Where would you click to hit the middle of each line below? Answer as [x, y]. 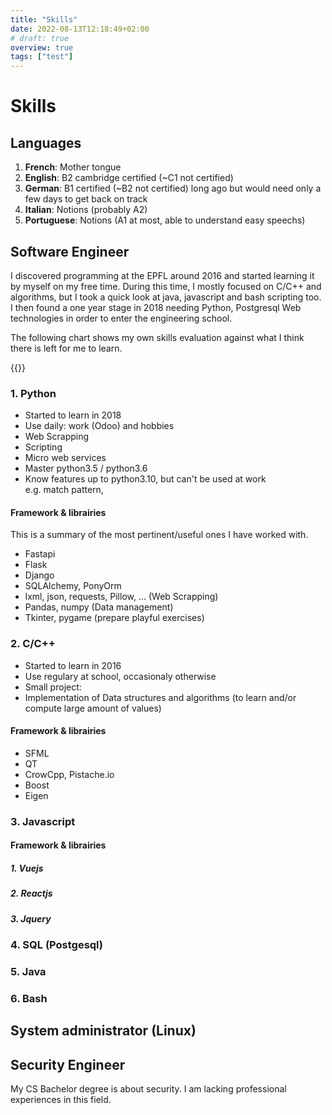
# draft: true [40, 38]
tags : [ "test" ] [42, 57]
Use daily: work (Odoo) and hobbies [99, 426]
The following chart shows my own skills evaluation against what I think [157, 337]
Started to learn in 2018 [73, 415]
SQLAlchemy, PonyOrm [73, 586]
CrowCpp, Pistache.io [69, 774]
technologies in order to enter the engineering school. [121, 318]
